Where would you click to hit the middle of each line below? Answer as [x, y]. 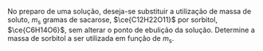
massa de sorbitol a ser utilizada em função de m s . [91, 39]
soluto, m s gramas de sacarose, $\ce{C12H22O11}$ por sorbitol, [113, 20]
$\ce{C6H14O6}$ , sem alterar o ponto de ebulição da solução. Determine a [131, 30]
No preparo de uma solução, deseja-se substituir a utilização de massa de [130, 11]
